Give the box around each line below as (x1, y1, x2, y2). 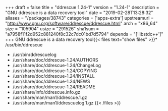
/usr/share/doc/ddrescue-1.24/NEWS (12, 78, 90, 84)
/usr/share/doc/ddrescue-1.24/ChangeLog (12, 63, 101, 68)
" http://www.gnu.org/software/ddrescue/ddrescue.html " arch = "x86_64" (5, 20, 158, 26)
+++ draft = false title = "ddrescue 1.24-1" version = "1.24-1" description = (5, 5, 160, 10)
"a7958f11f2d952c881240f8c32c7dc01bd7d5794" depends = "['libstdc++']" (5, 31, 163, 37)
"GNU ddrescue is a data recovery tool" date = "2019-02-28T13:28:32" (5, 10, 153, 16)
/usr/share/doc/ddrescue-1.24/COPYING (12, 68, 97, 74)
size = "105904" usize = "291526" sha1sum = (5, 26, 99, 32)
